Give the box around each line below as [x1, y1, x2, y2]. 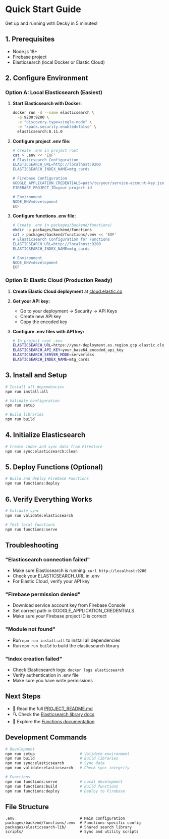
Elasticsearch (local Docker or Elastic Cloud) [12, 59, 105, 65]
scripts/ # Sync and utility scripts [5, 829, 139, 834]
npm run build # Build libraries [5, 756, 119, 761]
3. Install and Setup [5, 371, 67, 380]
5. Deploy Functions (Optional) [5, 463, 103, 471]
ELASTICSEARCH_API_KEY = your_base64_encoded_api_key [12, 347, 124, 352]
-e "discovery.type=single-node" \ [17, 120, 92, 125]
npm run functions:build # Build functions [5, 784, 119, 789]
